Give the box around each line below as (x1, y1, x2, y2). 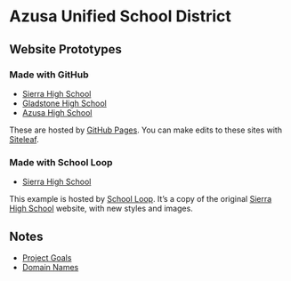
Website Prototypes (9, 42, 123, 57)
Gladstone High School (21, 98, 107, 108)
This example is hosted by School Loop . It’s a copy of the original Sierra (9, 194, 272, 205)
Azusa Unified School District (9, 6, 231, 27)
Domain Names (21, 261, 79, 272)
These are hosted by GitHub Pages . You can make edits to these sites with (9, 124, 283, 135)
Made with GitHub (9, 68, 89, 81)
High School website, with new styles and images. (9, 203, 193, 214)
